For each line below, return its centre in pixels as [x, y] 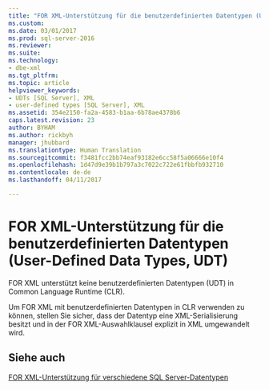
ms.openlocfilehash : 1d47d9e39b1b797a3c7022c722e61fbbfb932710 [116, 165]
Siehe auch [37, 358]
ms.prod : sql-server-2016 [51, 38]
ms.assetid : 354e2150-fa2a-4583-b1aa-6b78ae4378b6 [94, 113]
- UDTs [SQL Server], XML [51, 98]
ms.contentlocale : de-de [50, 173]
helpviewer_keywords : [44, 90]
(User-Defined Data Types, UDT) [118, 261]
